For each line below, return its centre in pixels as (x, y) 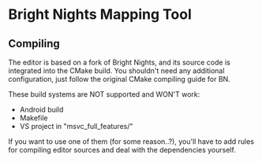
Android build (41, 109)
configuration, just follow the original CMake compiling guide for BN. (119, 79)
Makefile (34, 118)
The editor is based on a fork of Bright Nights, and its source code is (119, 62)
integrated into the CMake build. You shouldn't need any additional (116, 71)
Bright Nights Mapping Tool (100, 15)
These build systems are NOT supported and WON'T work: (104, 94)
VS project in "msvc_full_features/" (76, 126)
